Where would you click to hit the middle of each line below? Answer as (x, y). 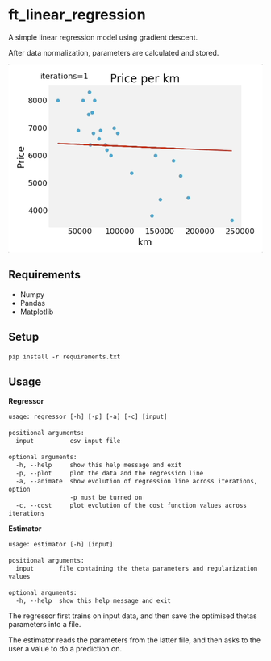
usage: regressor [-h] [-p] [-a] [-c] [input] (88, 417)
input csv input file (68, 441)
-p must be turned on (106, 498)
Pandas (33, 303)
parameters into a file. (45, 625)
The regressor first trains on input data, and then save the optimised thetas (133, 616)
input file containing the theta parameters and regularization (137, 569)
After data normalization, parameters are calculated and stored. (114, 52)
